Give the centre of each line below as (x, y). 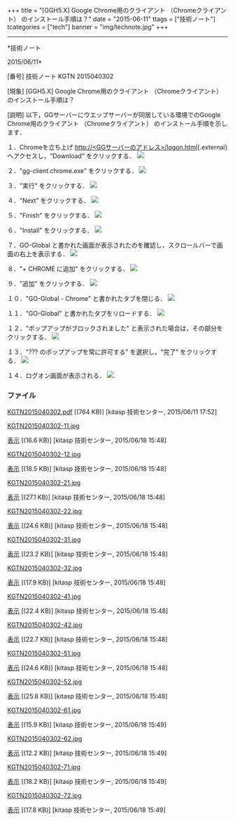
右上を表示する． (44, 254)
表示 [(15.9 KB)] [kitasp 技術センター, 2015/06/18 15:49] (87, 725)
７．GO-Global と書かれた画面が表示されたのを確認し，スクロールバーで (112, 245)
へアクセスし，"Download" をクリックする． (71, 156)
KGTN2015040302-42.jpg (45, 625)
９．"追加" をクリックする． (48, 283)
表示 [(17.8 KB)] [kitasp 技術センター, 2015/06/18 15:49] (86, 810)
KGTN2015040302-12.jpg (44, 454)
